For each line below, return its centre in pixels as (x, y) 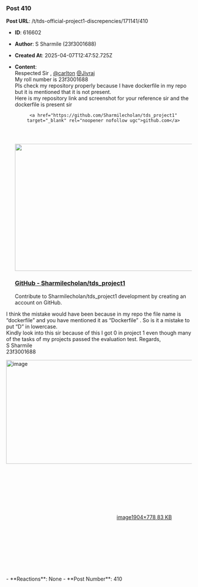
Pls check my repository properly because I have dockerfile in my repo (100, 86)
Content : (26, 67)
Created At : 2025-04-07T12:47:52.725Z (64, 56)
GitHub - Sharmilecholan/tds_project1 (70, 283)
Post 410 (19, 8)
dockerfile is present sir (43, 105)
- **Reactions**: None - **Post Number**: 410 (64, 579)
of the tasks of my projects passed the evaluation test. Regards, (83, 339)
